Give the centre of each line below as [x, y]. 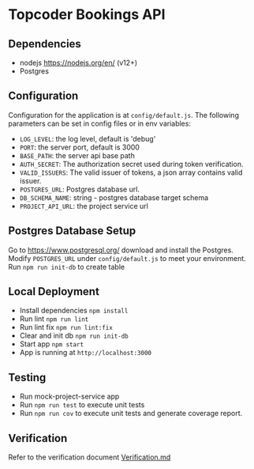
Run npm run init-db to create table [66, 267]
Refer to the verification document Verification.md [90, 457]
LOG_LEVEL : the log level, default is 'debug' [88, 138]
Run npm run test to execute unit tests [82, 405]
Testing [27, 377]
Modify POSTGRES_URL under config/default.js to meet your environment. [127, 258]
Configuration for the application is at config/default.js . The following [123, 115]
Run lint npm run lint [54, 319]
